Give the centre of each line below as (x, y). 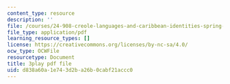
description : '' (30, 20)
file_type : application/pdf (47, 32)
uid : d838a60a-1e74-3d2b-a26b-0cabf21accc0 (70, 70)
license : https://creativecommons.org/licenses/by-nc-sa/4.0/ (98, 45)
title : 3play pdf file (39, 64)
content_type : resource (41, 13)
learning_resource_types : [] (49, 39)
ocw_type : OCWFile (33, 51)
